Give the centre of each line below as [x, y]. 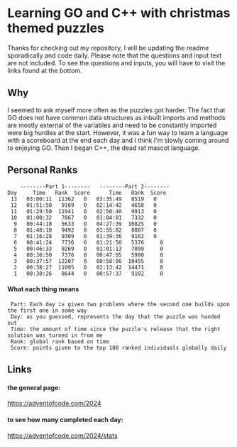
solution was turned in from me [55, 335]
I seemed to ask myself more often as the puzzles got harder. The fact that [116, 110]
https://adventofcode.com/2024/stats [63, 436]
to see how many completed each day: [65, 419]
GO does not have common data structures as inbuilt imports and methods [116, 117]
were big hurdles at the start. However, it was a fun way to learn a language [118, 132]
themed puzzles [56, 28]
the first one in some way [47, 311]
